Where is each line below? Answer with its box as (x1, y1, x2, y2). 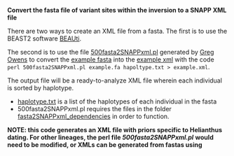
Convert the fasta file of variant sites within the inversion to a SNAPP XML (7, 6, 227, 14)
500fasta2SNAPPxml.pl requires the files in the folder (17, 105, 172, 113)
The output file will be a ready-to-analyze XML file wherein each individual (7, 76, 223, 85)
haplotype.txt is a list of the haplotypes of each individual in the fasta (17, 97, 217, 106)
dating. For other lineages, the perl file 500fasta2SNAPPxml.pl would (7, 133, 214, 141)
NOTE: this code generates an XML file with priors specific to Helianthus (7, 126, 223, 134)
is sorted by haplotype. (7, 84, 74, 92)
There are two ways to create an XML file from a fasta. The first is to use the (7, 27, 228, 35)
